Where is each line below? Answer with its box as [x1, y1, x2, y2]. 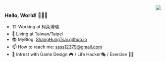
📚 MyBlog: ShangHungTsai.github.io [11, 37, 87, 43]
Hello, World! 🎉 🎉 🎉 [4, 12, 48, 19]
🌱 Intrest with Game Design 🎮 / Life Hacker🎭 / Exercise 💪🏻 [11, 52, 134, 58]
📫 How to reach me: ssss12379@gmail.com [11, 44, 102, 50]
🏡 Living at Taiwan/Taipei [11, 31, 63, 37]
